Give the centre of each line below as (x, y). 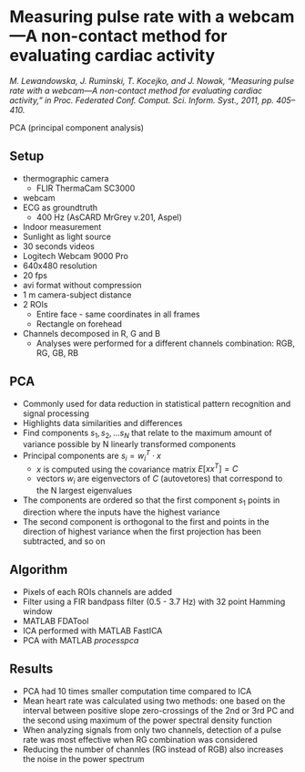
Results (31, 669)
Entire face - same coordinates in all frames (118, 314)
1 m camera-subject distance (77, 295)
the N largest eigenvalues (84, 491)
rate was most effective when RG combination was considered (140, 739)
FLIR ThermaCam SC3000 (86, 188)
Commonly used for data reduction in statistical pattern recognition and (157, 403)
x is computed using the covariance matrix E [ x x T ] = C (137, 468)
